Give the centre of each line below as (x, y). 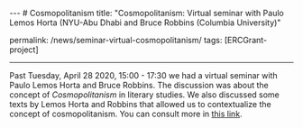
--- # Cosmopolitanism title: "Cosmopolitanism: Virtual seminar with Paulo (147, 13)
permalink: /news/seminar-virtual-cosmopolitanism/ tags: (116, 40)
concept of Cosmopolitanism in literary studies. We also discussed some (144, 95)
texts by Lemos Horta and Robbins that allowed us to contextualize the (141, 104)
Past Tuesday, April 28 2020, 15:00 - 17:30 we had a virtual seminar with (143, 75)
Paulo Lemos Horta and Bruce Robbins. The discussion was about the (139, 85)
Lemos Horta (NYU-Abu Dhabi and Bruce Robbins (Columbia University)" (145, 23)
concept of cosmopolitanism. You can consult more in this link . (126, 114)
